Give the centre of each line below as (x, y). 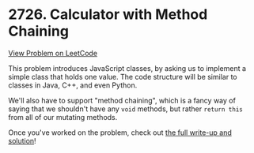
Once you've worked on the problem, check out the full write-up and (120, 132)
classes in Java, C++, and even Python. (73, 85)
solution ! (23, 140)
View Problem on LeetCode (53, 53)
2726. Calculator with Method (108, 15)
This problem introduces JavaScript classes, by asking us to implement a (127, 68)
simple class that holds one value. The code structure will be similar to (123, 76)
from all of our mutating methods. (63, 117)
